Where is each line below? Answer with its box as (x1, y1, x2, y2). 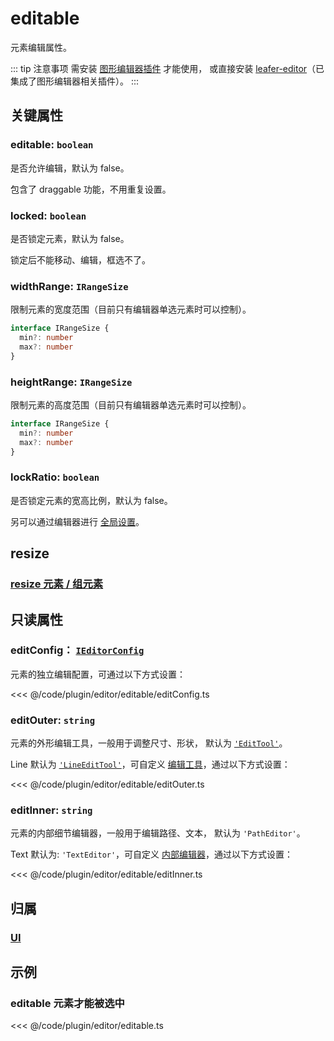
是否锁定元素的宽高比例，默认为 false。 (10, 494, 173, 506)
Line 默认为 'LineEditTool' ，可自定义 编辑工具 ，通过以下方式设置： (10, 758, 291, 771)
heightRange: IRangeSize (10, 375, 133, 389)
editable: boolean (10, 138, 94, 152)
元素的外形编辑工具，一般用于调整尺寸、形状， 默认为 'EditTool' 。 (10, 737, 288, 749)
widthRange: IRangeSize (10, 279, 129, 293)
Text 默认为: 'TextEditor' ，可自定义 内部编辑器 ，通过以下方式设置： (10, 848, 294, 861)
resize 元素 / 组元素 (10, 577, 104, 591)
